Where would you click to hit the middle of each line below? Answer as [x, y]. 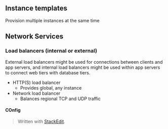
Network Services [34, 37]
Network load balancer [36, 93]
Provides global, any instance [51, 88]
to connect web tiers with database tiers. [48, 72]
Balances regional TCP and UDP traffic [60, 99]
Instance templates [36, 8]
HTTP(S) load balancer [36, 82]
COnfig [13, 110]
